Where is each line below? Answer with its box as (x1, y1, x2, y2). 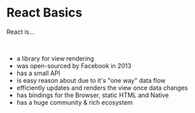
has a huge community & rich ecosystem (16, 98, 133, 106)
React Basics (6, 5, 82, 21)
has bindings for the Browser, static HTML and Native (16, 91, 169, 99)
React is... (6, 28, 35, 36)
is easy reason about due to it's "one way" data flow (16, 76, 166, 84)
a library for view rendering (16, 54, 95, 63)
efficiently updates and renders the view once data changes (16, 83, 188, 92)
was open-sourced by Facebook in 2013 (16, 61, 132, 70)
